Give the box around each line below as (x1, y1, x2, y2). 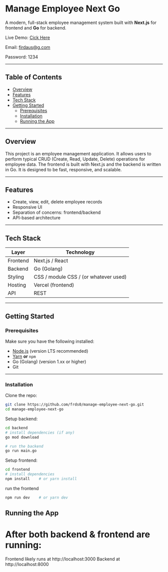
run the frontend (5, 485, 39, 491)
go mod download (5, 435, 39, 440)
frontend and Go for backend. (5, 24, 66, 30)
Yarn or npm (12, 353, 36, 359)
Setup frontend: (5, 458, 37, 464)
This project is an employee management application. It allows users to (5, 150, 151, 156)
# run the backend (5, 444, 43, 449)
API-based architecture (12, 215, 61, 221)
